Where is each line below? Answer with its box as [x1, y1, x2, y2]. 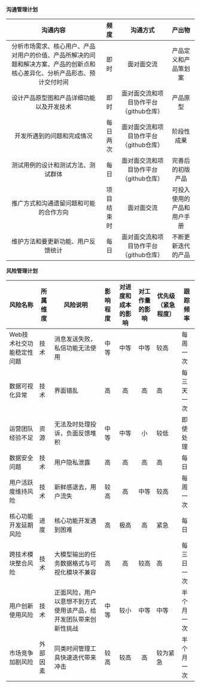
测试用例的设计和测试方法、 [11, 161, 90, 169]
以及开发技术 [35, 103, 72, 111]
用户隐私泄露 [54, 458, 91, 466]
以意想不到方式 [54, 598, 97, 605]
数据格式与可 [60, 559, 97, 567]
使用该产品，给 [54, 607, 97, 614]
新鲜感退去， [54, 483, 91, 491]
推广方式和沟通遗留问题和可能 [11, 199, 96, 207]
